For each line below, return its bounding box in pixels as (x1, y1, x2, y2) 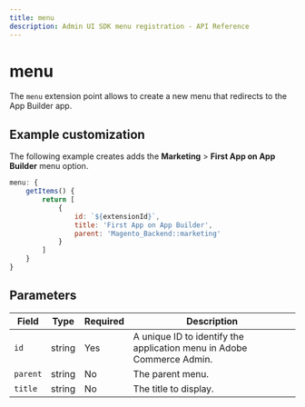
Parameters (9, 288, 77, 303)
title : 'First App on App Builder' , (74, 220, 213, 230)
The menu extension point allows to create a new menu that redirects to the (9, 91, 288, 102)
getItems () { (25, 187, 75, 196)
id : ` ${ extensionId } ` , (74, 212, 161, 221)
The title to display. (133, 382, 215, 395)
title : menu (9, 13, 54, 23)
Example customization (9, 126, 145, 142)
